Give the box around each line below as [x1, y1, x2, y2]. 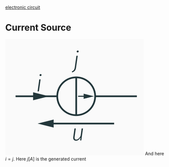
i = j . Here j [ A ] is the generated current [5, 156, 87, 162]
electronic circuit [5, 5, 40, 10]
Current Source [5, 22, 72, 33]
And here [145, 150, 164, 156]
